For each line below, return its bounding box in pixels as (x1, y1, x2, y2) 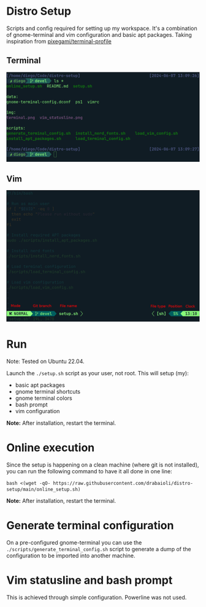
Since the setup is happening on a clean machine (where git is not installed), (6, 461, 199, 468)
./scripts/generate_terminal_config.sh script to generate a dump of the (6, 545, 191, 552)
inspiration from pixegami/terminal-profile (6, 37, 112, 45)
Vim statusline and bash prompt (6, 573, 173, 587)
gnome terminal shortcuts (15, 387, 81, 395)
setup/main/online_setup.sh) (6, 486, 81, 492)
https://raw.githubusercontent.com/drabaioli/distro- (53, 480, 193, 486)
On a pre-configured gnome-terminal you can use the (6, 538, 142, 546)
